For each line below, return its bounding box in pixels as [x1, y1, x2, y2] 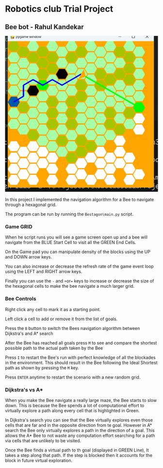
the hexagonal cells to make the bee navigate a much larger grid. [5, 283, 135, 289]
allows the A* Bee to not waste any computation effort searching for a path [5, 433, 155, 438]
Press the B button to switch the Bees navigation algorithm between [5, 325, 140, 331]
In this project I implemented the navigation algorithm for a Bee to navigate [5, 196, 154, 202]
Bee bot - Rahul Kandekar [5, 23, 84, 31]
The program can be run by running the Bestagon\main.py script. [5, 211, 134, 217]
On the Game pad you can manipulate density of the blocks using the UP [5, 249, 150, 255]
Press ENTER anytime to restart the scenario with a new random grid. [5, 374, 141, 380]
